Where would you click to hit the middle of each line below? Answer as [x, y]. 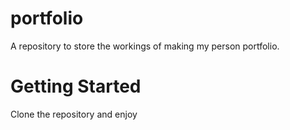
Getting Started [76, 86]
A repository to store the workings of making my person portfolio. [145, 46]
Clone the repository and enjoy [74, 114]
